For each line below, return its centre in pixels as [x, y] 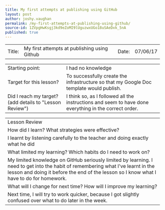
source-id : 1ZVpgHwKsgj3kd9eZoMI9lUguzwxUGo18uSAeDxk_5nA [66, 28]
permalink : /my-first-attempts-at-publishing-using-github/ [68, 23]
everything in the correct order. [102, 108]
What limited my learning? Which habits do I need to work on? [79, 152]
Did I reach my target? [33, 96]
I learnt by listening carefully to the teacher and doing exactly [78, 138]
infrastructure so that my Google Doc [109, 82]
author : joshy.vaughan [28, 19]
